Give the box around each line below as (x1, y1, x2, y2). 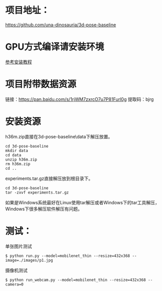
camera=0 (5, 282, 24, 287)
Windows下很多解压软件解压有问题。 (5, 206, 83, 212)
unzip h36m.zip (5, 157, 37, 162)
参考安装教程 (5, 59, 32, 65)
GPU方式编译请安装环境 (5, 41, 104, 53)
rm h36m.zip (5, 161, 30, 166)
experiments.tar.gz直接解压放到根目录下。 (5, 175, 93, 181)
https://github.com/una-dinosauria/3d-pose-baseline (5, 21, 116, 28)
